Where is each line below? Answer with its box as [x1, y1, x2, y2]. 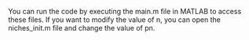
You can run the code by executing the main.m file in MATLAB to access [8, 7, 242, 16]
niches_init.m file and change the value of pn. [8, 24, 156, 32]
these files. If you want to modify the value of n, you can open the [8, 15, 222, 24]
